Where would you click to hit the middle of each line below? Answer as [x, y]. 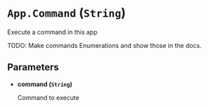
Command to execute [48, 97]
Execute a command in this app [52, 32]
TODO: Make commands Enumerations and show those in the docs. [105, 45]
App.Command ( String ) [67, 13]
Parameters [33, 67]
